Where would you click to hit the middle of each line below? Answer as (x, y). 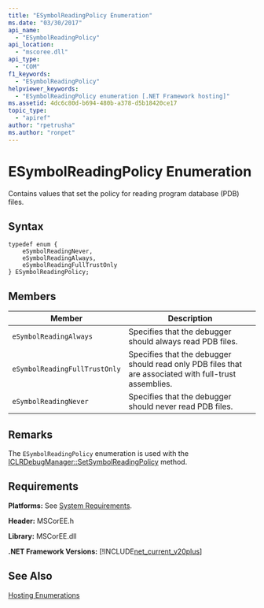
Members (32, 296)
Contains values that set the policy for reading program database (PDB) (124, 193)
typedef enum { (33, 245)
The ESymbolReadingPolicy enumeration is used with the (99, 453)
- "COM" (28, 67)
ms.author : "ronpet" (42, 132)
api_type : (24, 60)
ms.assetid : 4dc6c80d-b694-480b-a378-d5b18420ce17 (93, 103)
